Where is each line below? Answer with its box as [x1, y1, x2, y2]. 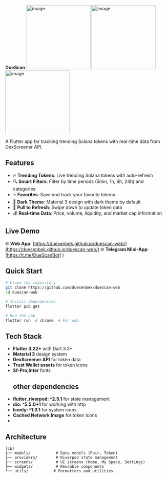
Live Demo [5, 227, 40, 236]
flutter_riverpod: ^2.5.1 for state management [12, 396, 110, 402]
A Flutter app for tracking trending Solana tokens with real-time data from [5, 138, 160, 144]
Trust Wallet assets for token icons [12, 362, 88, 368]
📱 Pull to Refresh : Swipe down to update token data [12, 204, 122, 210]
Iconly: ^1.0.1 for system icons [12, 407, 77, 413]
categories [12, 185, 36, 192]
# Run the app [5, 313, 36, 318]
